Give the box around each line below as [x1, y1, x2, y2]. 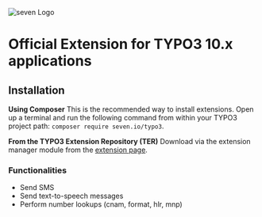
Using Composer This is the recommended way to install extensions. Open [8, 105, 254, 114]
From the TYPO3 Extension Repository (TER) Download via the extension [8, 137, 252, 146]
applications [8, 52, 92, 70]
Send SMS [19, 183, 55, 192]
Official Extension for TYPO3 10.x [8, 36, 233, 53]
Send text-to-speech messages [19, 191, 124, 201]
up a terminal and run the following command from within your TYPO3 [8, 113, 238, 122]
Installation [8, 83, 65, 97]
